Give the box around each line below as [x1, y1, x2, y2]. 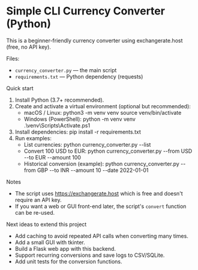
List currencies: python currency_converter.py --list [23, 141, 151, 148]
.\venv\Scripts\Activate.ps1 [23, 121, 91, 129]
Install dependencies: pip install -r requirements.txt [14, 128, 141, 135]
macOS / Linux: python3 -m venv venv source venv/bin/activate [23, 109, 182, 116]
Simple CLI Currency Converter [6, 4, 165, 18]
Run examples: [14, 134, 52, 142]
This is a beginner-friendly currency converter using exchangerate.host [6, 37, 183, 44]
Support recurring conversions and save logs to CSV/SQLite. [14, 251, 165, 259]
